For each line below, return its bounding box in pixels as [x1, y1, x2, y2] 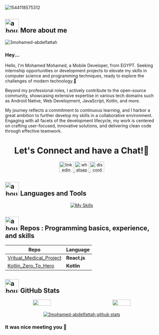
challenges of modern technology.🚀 [5, 78, 77, 84]
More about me [20, 26, 67, 35]
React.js [66, 254, 86, 261]
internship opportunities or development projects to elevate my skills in [5, 68, 147, 74]
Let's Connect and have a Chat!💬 [14, 145, 149, 156]
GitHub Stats [20, 287, 60, 295]
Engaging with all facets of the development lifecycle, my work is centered [5, 118, 154, 124]
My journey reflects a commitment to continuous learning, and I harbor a [5, 107, 151, 113]
